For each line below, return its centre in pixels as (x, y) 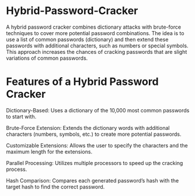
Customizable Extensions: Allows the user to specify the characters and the (97, 145)
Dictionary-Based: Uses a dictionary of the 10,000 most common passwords (98, 110)
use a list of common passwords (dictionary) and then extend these (87, 39)
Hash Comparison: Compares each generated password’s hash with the (93, 180)
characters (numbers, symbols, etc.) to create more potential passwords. (94, 134)
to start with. (21, 116)
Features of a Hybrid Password (82, 82)
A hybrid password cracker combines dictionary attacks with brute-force (94, 27)
